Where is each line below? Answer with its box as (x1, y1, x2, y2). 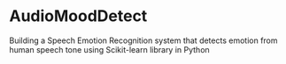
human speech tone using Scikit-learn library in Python (9, 44, 210, 54)
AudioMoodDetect (9, 6, 148, 26)
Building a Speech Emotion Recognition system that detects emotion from (9, 35, 278, 46)
